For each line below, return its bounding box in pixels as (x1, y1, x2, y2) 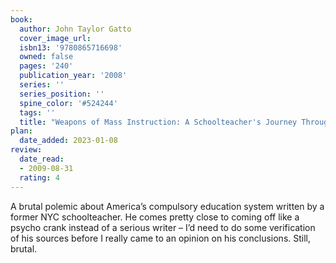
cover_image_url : (19, 33, 92, 43)
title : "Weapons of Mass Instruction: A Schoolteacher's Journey (19, 117, 298, 127)
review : (10, 145, 43, 155)
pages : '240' (19, 61, 74, 71)
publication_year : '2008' (19, 71, 128, 81)
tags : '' (19, 107, 56, 118)
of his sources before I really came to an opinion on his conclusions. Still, (10, 232, 312, 244)
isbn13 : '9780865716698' (19, 42, 123, 53)
